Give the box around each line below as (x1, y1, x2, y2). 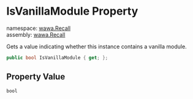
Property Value (6, 71, 66, 82)
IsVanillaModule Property (6, 4, 138, 18)
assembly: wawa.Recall (6, 31, 66, 38)
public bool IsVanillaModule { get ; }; (6, 54, 108, 61)
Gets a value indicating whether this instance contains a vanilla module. (6, 43, 187, 50)
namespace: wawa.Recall (6, 24, 71, 32)
